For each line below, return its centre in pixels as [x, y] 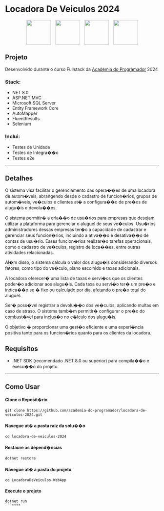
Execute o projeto [23, 491]
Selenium [21, 124]
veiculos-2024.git [24, 415]
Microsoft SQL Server [34, 103]
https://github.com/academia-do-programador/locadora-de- [87, 410]
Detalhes [19, 178]
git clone [15, 410]
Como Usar [22, 387]
